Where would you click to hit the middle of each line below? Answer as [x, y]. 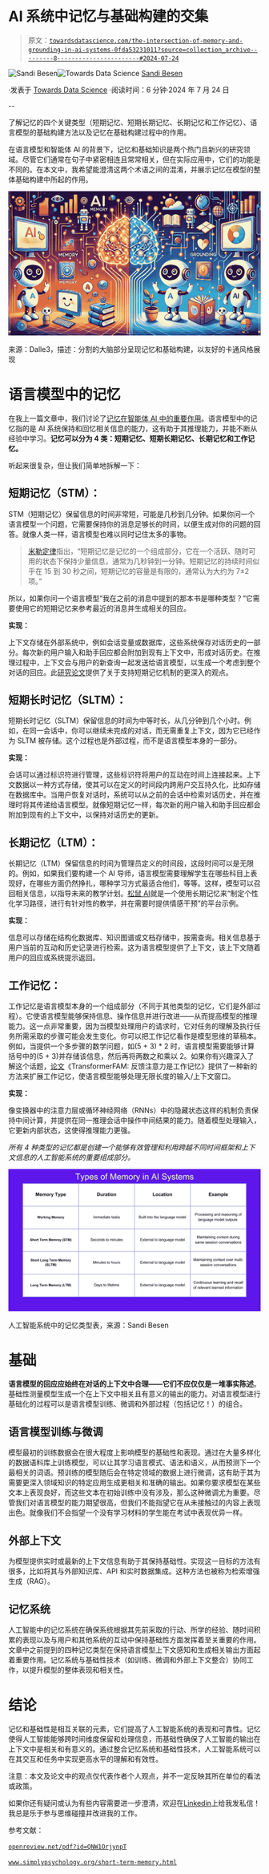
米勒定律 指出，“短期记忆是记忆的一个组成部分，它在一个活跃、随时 [138, 551]
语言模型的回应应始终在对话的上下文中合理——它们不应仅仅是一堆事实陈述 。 [134, 1384]
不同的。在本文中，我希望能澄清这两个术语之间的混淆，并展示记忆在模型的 [131, 169]
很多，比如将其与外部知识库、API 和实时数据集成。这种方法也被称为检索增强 [134, 1571]
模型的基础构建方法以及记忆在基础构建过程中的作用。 [102, 132]
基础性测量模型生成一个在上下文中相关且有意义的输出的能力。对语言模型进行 [134, 1394]
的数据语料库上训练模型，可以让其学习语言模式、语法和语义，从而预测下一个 [134, 1463]
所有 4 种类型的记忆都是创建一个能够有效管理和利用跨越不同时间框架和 [125, 1148]
